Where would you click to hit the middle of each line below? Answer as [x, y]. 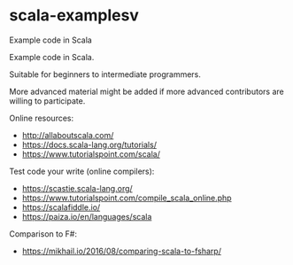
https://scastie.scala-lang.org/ [77, 188]
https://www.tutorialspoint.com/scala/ [91, 154]
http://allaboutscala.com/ [68, 135]
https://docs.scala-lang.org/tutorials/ [89, 144]
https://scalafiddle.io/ [61, 207]
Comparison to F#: [43, 234]
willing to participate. [47, 101]
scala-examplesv [74, 16]
